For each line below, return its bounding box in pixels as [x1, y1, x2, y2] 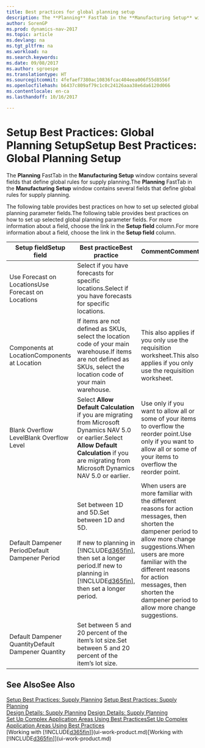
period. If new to [77, 561, 123, 570]
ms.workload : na [6, 49, 48, 55]
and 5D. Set [77, 508, 110, 516]
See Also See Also [6, 680, 75, 690]
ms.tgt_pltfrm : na [6, 43, 53, 49]
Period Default [9, 546, 49, 555]
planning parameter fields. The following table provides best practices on [6, 209, 189, 216]
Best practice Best [79, 243, 133, 252]
